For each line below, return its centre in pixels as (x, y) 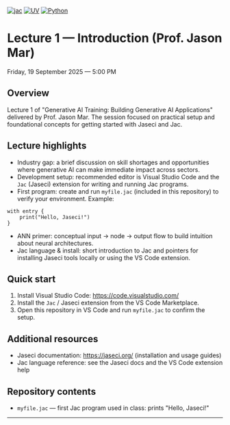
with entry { (26, 211)
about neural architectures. (55, 243)
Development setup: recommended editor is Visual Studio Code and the (118, 177)
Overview (28, 93)
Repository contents (52, 391)
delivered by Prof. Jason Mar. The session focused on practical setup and (111, 117)
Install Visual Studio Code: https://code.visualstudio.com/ (98, 296)
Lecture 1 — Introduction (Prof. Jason (115, 38)
